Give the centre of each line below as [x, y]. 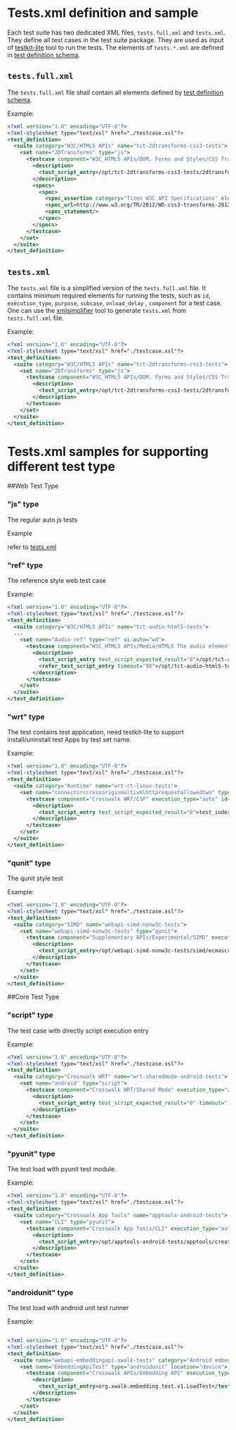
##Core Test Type [33, 997]
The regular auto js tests [42, 519]
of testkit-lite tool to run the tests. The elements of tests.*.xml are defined [116, 47]
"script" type [31, 1015]
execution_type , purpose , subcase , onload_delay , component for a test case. [115, 303]
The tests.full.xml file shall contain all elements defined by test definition [115, 92]
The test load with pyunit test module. [62, 1169]
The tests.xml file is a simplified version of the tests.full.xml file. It [106, 288]
